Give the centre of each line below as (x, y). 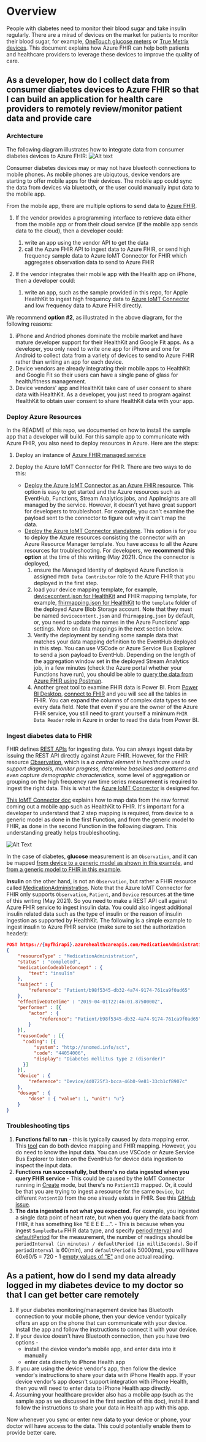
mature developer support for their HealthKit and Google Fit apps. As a (105, 342)
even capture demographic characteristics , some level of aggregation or (98, 775)
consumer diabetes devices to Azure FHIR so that (103, 90)
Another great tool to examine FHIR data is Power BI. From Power (116, 687)
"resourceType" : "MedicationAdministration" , (78, 956)
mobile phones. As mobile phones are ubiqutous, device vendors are (93, 174)
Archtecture (25, 136)
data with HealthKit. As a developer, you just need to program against (103, 394)
